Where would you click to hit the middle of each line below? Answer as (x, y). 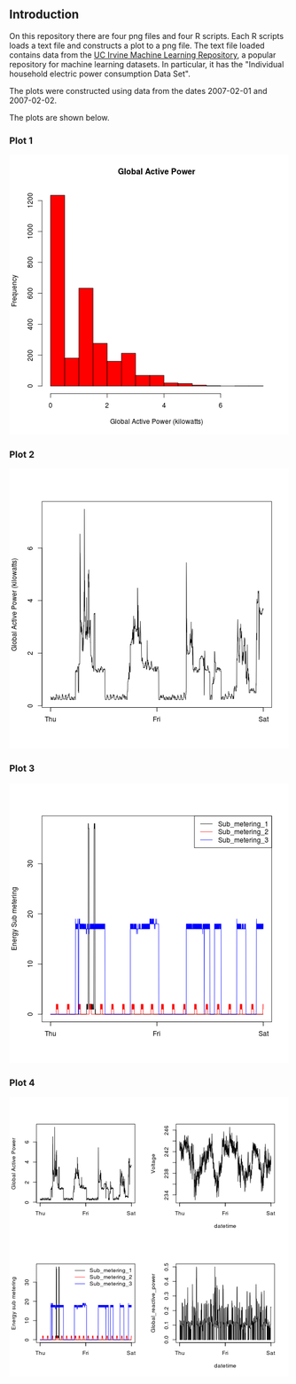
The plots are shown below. (59, 117)
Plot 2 (22, 454)
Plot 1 (21, 140)
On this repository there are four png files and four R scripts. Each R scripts (147, 35)
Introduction (44, 15)
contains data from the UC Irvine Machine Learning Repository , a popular (143, 55)
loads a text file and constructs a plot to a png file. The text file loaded (137, 45)
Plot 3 (22, 768)
